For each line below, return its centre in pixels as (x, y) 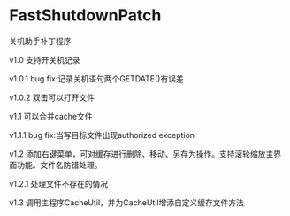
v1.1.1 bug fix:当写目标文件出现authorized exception (102, 135)
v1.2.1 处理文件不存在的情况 (59, 183)
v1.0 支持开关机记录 (45, 59)
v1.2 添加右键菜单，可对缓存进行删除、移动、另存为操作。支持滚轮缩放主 (141, 154)
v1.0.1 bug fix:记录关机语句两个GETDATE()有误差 (96, 78)
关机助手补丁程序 (40, 41)
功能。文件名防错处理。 (59, 165)
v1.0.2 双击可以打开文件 (52, 97)
